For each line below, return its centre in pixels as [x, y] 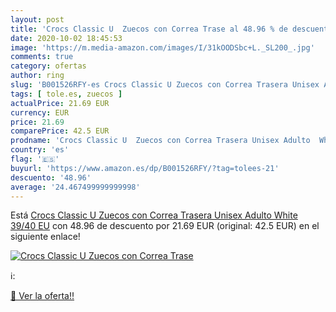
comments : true [42, 57]
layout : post [37, 19]
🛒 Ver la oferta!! [42, 296]
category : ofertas [48, 66]
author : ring [37, 76]
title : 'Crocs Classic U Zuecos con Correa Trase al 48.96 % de [149, 29]
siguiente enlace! [45, 237]
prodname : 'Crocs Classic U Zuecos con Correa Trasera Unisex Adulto [160, 141]
